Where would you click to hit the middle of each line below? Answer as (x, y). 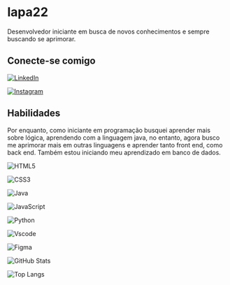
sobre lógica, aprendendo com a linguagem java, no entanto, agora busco (114, 138)
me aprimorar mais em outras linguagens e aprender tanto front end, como (115, 145)
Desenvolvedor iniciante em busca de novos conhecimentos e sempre (108, 31)
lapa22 (28, 12)
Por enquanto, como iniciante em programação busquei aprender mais (109, 130)
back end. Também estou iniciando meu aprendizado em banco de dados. (114, 152)
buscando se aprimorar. (42, 38)
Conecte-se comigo (51, 61)
